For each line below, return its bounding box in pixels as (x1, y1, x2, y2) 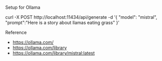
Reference (5, 29, 27, 35)
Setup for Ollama (5, 5, 40, 10)
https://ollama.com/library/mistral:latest (12, 50, 95, 56)
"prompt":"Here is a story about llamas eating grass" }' (5, 20, 120, 25)
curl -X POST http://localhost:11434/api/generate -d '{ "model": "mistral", (5, 14, 157, 20)
